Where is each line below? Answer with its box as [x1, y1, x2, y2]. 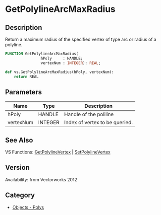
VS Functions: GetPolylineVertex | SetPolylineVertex [5, 149, 110, 155]
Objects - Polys [12, 204, 44, 210]
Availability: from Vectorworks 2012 [5, 176, 78, 182]
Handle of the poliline [64, 111, 114, 118]
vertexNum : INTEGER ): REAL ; [40, 61, 101, 66]
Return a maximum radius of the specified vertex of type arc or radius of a [5, 36, 157, 42]
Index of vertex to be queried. [64, 119, 133, 126]
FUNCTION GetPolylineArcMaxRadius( [5, 51, 79, 56]
